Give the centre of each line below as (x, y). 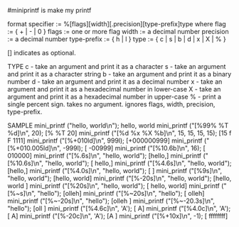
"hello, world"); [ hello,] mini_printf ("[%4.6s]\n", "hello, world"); (138, 163)
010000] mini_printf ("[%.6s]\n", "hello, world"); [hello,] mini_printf (105, 156)
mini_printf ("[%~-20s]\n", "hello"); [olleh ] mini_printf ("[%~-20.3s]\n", (111, 201)
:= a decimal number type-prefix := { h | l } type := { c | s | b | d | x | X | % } (117, 39)
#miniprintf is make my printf (49, 10)
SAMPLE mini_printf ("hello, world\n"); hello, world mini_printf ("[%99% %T (118, 126)
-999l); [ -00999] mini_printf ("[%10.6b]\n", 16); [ (134, 148)
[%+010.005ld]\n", (34, 148)
